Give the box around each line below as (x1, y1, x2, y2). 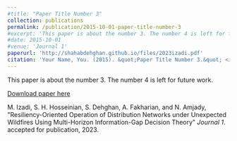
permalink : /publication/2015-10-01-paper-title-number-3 (7, 23, 181, 30)
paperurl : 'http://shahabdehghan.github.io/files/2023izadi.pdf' (7, 50, 203, 57)
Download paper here (7, 89, 71, 97)
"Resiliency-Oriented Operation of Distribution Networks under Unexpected (7, 110, 227, 118)
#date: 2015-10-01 (7, 37, 61, 44)
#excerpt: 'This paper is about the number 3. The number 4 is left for (7, 30, 226, 37)
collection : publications (7, 17, 83, 24)
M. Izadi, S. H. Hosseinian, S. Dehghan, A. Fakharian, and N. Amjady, (7, 103, 207, 111)
